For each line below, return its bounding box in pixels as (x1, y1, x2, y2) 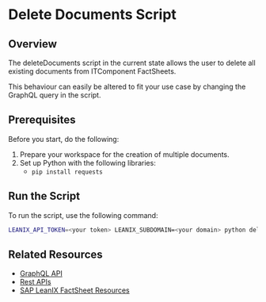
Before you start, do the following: (8, 134, 120, 143)
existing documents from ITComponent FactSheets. (8, 67, 177, 76)
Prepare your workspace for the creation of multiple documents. (19, 149, 230, 159)
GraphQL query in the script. (8, 90, 101, 100)
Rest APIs (19, 277, 51, 287)
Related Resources (8, 247, 103, 261)
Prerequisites (8, 113, 76, 127)
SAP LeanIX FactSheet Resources (19, 285, 130, 295)
